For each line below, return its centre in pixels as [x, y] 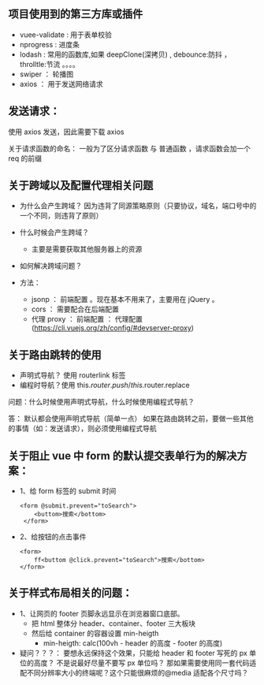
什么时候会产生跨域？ [54, 233]
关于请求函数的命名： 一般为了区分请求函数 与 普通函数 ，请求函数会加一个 [129, 148]
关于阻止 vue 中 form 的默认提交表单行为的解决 [123, 456]
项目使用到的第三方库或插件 [76, 14]
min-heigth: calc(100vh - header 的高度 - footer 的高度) [133, 643]
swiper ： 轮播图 [46, 74]
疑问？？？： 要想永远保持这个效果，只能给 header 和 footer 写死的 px [134, 653]
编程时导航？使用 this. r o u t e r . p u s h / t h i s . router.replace [105, 385]
